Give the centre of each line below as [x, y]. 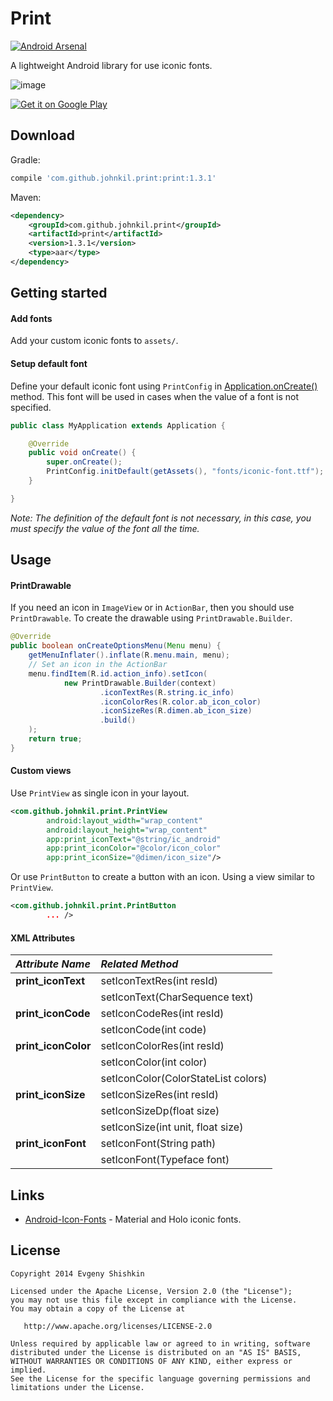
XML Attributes [43, 938]
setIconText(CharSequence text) [177, 997]
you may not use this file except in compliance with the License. [154, 1300]
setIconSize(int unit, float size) [172, 1127]
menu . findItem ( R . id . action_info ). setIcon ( [118, 673]
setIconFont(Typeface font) [165, 1160]
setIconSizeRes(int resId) [159, 1095]
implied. [28, 1370]
